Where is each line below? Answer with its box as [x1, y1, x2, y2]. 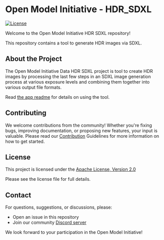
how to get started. [5, 138, 45, 144]
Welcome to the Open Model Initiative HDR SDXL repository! [5, 30, 131, 36]
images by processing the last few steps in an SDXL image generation [5, 73, 151, 79]
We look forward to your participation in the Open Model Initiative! [5, 229, 143, 235]
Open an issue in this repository [12, 214, 79, 220]
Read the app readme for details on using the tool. [5, 94, 110, 100]
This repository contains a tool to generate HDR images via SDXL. [5, 39, 142, 46]
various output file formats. [5, 84, 62, 90]
